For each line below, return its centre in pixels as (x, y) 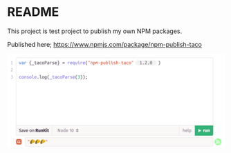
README (33, 12)
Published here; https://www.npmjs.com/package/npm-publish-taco (104, 44)
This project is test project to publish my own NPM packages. (95, 31)
